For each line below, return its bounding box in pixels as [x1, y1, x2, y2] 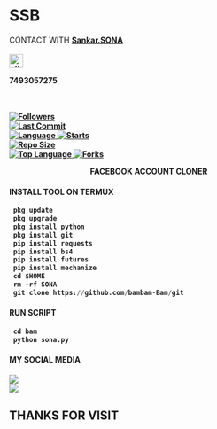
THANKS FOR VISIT [9, 409, 120, 424]
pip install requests [12, 238, 93, 248]
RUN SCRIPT [9, 308, 57, 318]
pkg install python [12, 222, 86, 231]
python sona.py [12, 335, 69, 344]
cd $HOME [12, 272, 46, 281]
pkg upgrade [12, 214, 58, 223]
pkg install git [12, 230, 74, 239]
